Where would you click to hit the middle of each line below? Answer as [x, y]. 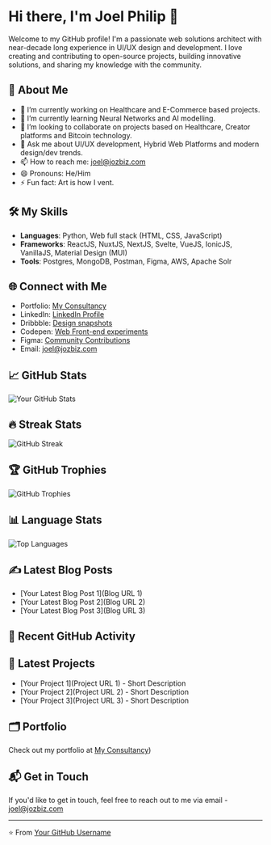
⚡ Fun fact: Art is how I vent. [67, 182]
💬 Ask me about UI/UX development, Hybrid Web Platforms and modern [140, 144]
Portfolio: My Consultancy [63, 306]
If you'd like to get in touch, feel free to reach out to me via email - [118, 801]
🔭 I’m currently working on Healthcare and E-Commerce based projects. [140, 109]
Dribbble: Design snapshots [66, 323]
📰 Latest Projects [52, 663]
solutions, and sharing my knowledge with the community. [105, 65]
